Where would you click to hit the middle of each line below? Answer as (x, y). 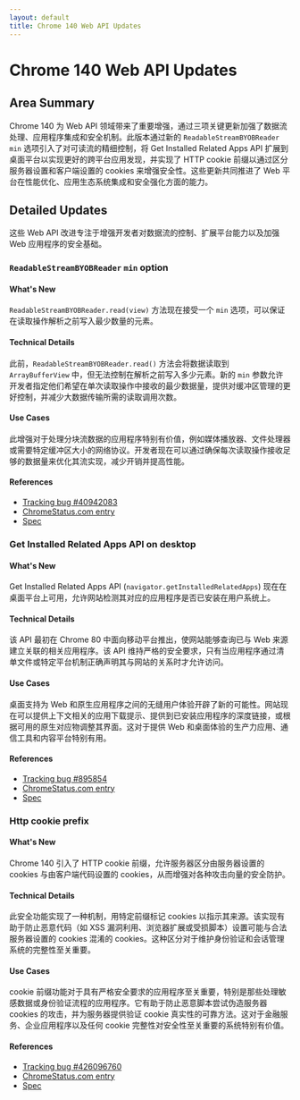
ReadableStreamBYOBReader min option (89, 267)
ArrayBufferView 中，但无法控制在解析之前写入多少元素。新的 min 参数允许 (146, 374)
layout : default (39, 17)
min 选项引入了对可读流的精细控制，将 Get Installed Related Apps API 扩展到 (149, 148)
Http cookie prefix (49, 821)
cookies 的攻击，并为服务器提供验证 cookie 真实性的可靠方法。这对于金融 (145, 1014)
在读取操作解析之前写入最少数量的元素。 (83, 321)
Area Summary (52, 103)
